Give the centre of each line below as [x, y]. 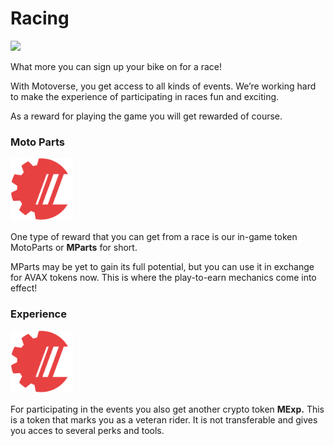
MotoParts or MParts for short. [74, 248]
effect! [24, 288]
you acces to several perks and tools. [87, 430]
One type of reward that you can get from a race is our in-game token [154, 237]
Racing [40, 18]
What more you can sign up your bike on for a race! [116, 66]
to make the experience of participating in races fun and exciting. [145, 96]
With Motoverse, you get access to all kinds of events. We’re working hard [163, 86]
